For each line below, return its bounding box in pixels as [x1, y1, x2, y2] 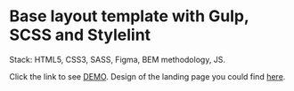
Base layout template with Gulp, [9, 6, 249, 27]
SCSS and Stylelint [9, 25, 151, 45]
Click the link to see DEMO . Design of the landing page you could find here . [9, 71, 286, 81]
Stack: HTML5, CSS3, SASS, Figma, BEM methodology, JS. [9, 54, 225, 64]
